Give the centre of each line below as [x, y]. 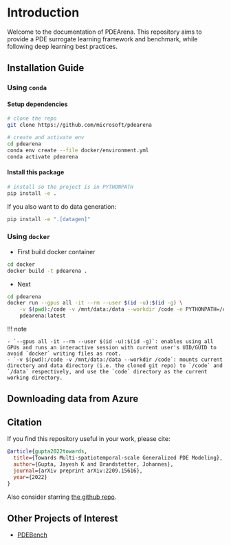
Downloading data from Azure [73, 399]
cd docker [21, 264]
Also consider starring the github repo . [62, 497]
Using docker [29, 237]
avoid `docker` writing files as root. [64, 354]
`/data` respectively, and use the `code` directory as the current [107, 372]
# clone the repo [32, 119]
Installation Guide [46, 68]
